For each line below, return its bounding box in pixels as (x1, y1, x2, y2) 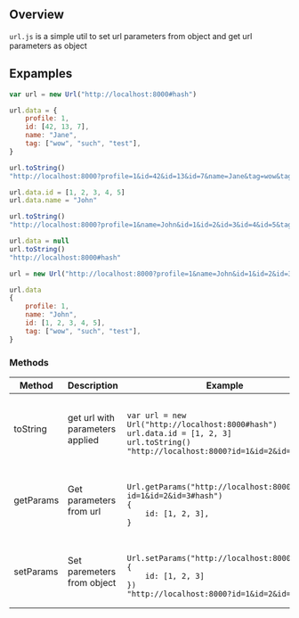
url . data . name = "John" (9, 196, 98, 205)
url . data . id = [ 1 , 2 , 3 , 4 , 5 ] (9, 187, 125, 197)
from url (68, 505, 101, 517)
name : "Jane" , (25, 131, 77, 140)
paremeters (68, 565, 117, 578)
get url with (68, 411, 116, 424)
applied (68, 433, 100, 446)
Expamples (9, 66, 73, 81)
